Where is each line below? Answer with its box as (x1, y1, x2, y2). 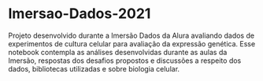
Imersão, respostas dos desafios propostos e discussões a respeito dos (8, 56, 242, 65)
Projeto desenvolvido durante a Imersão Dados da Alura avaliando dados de (8, 31, 254, 40)
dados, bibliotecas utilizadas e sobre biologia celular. (8, 64, 180, 73)
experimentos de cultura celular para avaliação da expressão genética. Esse (8, 39, 256, 48)
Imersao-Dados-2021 (8, 5, 151, 23)
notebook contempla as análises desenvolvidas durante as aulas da (8, 47, 228, 57)
